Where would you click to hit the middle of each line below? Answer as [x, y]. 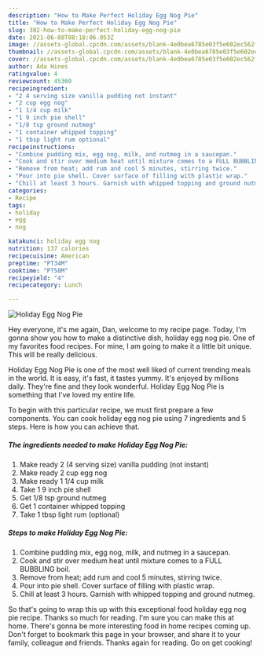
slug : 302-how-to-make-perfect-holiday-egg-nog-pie [94, 30]
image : [19, 45]
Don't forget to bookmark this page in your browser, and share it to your [125, 635]
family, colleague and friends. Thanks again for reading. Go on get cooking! [130, 643]
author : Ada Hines [38, 67]
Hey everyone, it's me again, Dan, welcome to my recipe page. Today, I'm [127, 330]
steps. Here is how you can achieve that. [74, 427]
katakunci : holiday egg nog [54, 242]
